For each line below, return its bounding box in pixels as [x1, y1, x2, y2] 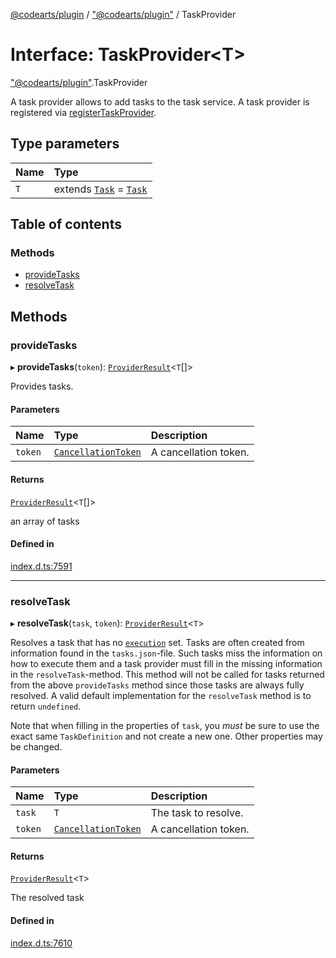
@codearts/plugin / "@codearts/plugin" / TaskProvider [10, 9, 237, 20]
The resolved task [10, 892, 85, 904]
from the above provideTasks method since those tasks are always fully [10, 679, 305, 691]
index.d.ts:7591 [10, 560, 73, 572]
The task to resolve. [150, 806, 244, 820]
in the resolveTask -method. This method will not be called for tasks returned [10, 669, 325, 681]
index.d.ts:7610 [10, 937, 73, 949]
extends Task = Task [53, 182, 148, 196]
